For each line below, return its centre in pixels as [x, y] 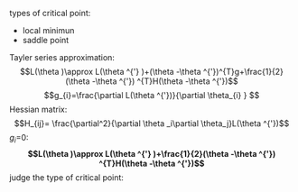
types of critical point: [50, 13]
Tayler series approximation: [62, 57]
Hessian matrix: [38, 109]
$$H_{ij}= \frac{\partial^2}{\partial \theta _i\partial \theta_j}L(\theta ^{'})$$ [152, 123]
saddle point [46, 40]
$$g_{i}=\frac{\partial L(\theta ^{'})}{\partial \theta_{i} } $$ [152, 95]
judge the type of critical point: [67, 177]
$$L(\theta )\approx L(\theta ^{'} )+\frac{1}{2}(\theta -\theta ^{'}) [152, 153]
